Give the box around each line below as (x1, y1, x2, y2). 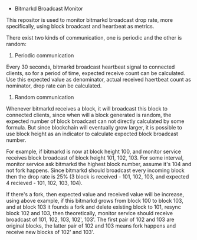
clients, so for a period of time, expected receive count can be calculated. (6, 70, 186, 76)
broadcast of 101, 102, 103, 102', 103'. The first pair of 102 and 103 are (6, 216, 175, 223)
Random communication (14, 94, 74, 100)
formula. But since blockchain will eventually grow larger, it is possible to (6, 124, 183, 131)
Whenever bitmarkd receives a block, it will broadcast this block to (6, 105, 168, 112)
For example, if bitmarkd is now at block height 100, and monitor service (6, 148, 182, 155)
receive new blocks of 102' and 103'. (6, 229, 94, 235)
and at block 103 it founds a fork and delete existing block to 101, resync (6, 203, 181, 210)
